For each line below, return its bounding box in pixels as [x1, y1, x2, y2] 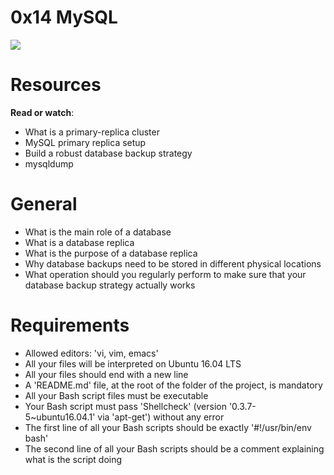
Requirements [10, 314, 130, 336]
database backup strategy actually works [24, 279, 196, 291]
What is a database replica [24, 236, 135, 248]
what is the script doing [24, 453, 123, 465]
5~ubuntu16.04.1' [24, 411, 96, 423]
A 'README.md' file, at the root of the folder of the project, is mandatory [24, 379, 323, 391]
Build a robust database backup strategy [24, 147, 193, 159]
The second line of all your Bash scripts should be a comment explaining [24, 442, 325, 455]
